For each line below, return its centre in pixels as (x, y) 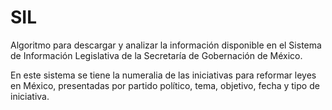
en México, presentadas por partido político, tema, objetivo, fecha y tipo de (165, 85)
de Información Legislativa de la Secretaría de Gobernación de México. (156, 55)
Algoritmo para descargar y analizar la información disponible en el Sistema (166, 45)
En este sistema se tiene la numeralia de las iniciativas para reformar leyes (163, 75)
